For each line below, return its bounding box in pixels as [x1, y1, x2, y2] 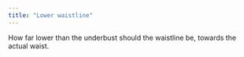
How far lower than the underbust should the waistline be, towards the [8, 33, 237, 42]
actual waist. [8, 41, 50, 51]
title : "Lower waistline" [8, 11, 93, 20]
